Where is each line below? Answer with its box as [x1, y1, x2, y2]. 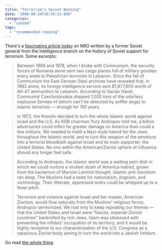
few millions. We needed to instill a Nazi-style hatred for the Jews [16, 129, 148, 134]
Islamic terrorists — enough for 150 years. [16, 104, 101, 110]
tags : [5, 25, 16, 30]
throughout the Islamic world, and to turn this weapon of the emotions [16, 134, 156, 140]
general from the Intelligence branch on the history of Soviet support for [5, 48, 149, 54]
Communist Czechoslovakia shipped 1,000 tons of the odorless [16, 94, 143, 100]
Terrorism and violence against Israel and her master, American [16, 194, 144, 200]
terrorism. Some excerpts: [5, 53, 57, 59]
